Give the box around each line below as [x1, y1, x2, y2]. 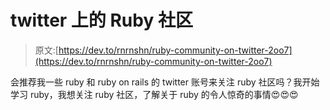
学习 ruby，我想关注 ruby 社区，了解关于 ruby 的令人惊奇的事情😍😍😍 [10, 88, 299, 100]
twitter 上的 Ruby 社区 [10, 9, 193, 32]
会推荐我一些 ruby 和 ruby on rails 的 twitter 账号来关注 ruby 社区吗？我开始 [10, 76, 320, 88]
